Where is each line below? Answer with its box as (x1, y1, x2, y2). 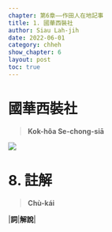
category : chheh (8, 41, 62, 49)
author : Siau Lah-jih (8, 26, 80, 34)
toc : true (8, 63, 41, 71)
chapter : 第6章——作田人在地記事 (8, 11, 104, 20)
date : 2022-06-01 (8, 33, 65, 42)
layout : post (8, 56, 51, 64)
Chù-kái (27, 198, 55, 207)
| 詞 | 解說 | (8, 215, 36, 224)
